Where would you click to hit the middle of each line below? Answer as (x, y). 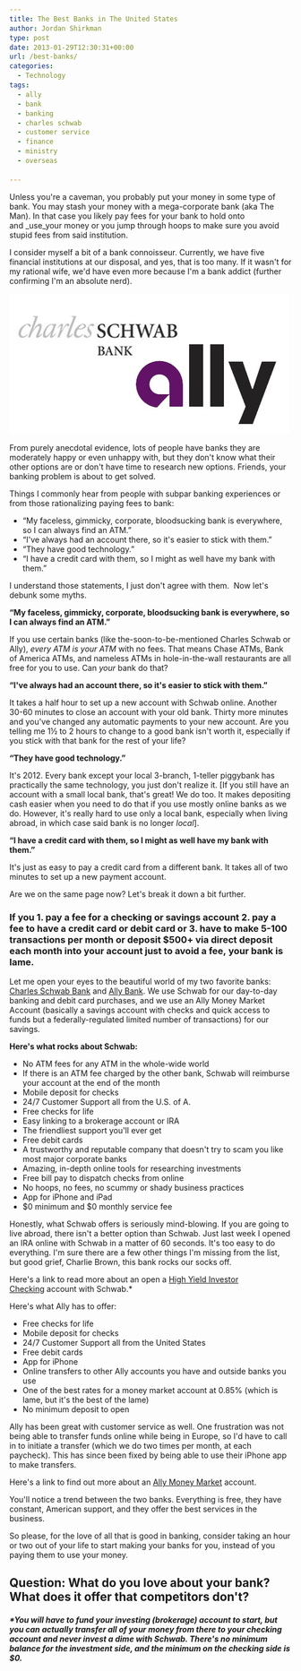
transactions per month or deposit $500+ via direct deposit (141, 939)
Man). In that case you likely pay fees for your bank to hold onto (127, 216)
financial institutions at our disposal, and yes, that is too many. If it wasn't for (150, 262)
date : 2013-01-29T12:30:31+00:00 (72, 47)
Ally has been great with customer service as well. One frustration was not (147, 1426)
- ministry (38, 151)
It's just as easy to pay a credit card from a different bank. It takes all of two (149, 867)
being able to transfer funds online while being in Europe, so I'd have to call (148, 1436)
